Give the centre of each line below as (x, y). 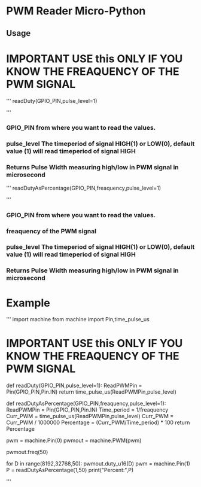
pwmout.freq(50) (27, 452)
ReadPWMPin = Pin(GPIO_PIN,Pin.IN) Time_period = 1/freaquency (87, 410)
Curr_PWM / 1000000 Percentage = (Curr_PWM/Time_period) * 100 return (98, 422)
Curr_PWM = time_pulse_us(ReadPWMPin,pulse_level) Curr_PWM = (90, 416)
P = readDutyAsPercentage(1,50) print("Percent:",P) (70, 470)
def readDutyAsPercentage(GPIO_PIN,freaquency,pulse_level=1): (86, 404)
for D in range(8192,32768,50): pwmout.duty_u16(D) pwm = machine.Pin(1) (98, 464)
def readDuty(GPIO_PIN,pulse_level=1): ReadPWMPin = (74, 386)
